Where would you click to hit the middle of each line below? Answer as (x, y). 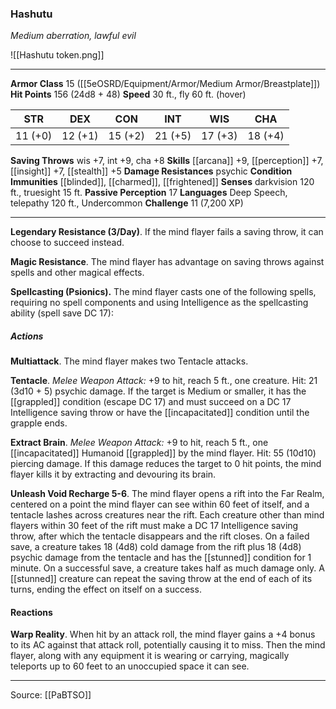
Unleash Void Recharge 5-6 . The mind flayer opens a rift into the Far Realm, (167, 494)
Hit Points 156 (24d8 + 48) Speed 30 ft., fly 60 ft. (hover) (128, 94)
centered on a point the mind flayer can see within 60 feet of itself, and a (160, 504)
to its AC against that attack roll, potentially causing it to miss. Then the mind (168, 645)
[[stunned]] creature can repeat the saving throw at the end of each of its (161, 579)
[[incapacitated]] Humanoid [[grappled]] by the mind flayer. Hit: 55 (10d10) (163, 453)
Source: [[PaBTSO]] (51, 695)
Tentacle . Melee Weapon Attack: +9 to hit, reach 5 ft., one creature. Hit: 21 (164, 381)
